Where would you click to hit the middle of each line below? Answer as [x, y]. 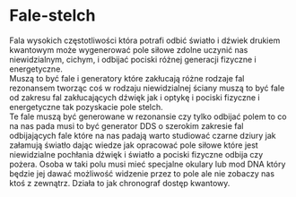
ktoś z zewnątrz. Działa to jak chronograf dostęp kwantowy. [120, 183]
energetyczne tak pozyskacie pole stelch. [86, 107]
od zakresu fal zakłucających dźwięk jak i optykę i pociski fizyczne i [135, 97]
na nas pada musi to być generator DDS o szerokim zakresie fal [126, 125]
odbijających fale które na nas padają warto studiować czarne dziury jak [143, 135]
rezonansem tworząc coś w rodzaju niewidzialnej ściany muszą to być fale [147, 88]
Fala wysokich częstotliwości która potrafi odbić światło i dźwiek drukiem [145, 40]
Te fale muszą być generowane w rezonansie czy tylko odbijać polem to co [148, 116]
